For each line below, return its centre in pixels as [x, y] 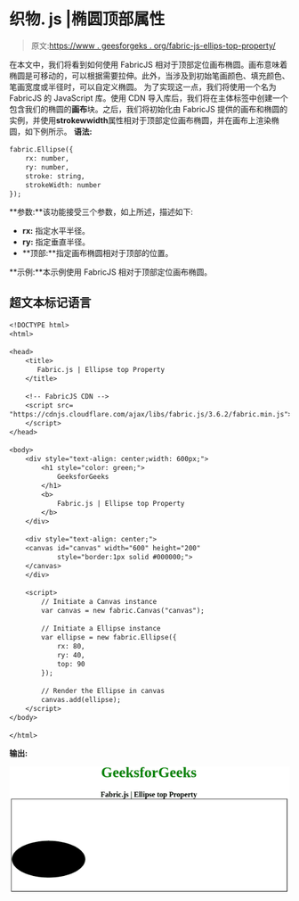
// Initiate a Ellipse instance [101, 628]
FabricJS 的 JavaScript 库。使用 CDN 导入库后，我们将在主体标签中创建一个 [149, 98]
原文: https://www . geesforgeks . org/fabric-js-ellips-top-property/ [153, 45]
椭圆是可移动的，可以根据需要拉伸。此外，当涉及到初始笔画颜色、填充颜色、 [149, 75]
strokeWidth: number [63, 185]
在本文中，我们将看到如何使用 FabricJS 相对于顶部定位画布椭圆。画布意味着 [148, 64]
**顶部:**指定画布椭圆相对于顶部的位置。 [97, 252]
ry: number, [47, 167]
